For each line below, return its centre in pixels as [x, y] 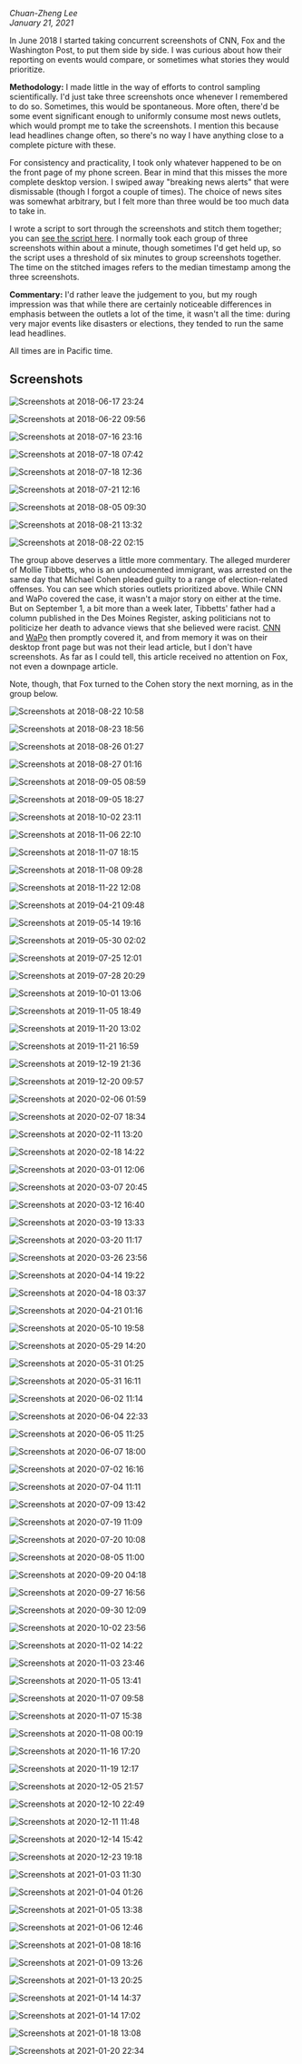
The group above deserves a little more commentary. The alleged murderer [150, 559]
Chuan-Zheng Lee [44, 13]
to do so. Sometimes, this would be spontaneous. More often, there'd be [144, 106]
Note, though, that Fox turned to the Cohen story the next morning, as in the [151, 684]
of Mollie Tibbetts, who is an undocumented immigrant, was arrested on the [151, 569]
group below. [34, 693]
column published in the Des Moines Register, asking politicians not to [140, 618]
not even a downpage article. [64, 666]
